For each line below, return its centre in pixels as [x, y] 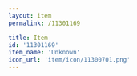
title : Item [28, 38]
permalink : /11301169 [44, 23]
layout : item [30, 16]
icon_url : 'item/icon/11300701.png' [69, 60]
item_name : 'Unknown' [44, 53]
